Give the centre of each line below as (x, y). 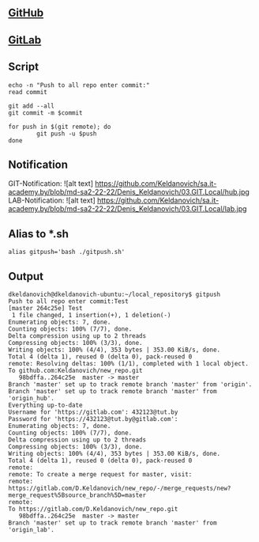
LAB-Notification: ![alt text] (52, 200)
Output (26, 276)
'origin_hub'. (32, 399)
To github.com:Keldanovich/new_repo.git (76, 371)
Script (24, 67)
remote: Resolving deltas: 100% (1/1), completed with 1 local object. (128, 364)
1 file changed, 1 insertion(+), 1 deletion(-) (91, 316)
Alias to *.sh (39, 234)
